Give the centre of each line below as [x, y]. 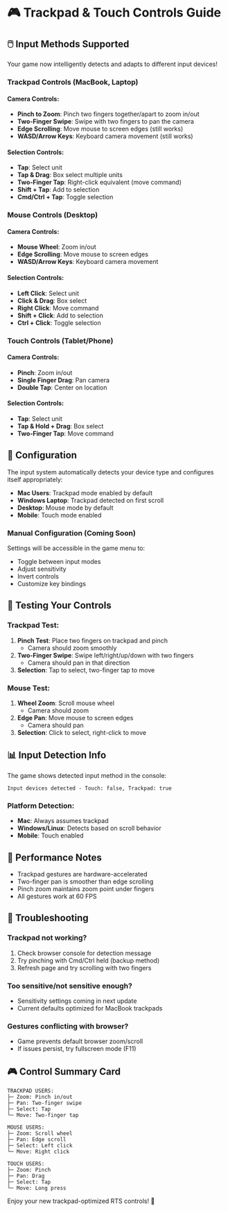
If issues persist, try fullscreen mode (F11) [77, 1049]
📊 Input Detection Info [57, 755]
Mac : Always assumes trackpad [63, 821]
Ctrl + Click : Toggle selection [59, 322]
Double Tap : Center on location [62, 387]
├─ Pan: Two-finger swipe [44, 1103]
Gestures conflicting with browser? [68, 1026]
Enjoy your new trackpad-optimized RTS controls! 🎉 [81, 1201]
